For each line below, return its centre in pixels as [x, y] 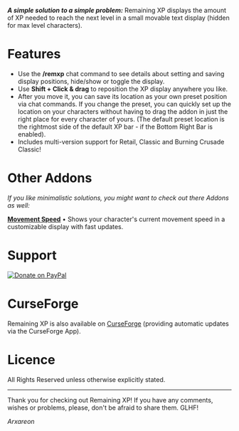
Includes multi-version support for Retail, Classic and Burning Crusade [121, 142]
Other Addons [50, 178]
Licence [31, 360]
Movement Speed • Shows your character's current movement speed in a [116, 219]
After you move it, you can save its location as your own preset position [122, 96]
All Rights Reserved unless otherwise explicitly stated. [86, 379]
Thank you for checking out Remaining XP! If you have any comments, [110, 400]
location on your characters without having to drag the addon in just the [123, 111]
